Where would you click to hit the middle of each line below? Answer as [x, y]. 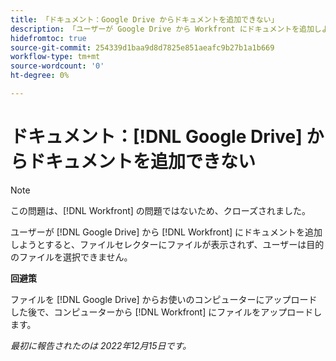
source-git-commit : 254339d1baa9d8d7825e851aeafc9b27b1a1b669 [142, 47]
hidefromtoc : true [48, 38]
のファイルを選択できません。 [71, 257]
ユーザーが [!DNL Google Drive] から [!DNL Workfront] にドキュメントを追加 [166, 232]
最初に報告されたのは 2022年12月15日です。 [101, 345]
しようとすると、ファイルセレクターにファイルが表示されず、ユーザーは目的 [167, 244]
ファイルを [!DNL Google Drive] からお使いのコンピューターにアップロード [164, 299]
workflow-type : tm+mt [55, 57]
